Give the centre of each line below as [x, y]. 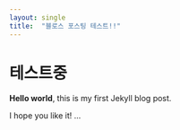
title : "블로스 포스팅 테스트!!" [65, 26]
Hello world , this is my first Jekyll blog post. [90, 99]
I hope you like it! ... [45, 116]
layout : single [38, 17]
